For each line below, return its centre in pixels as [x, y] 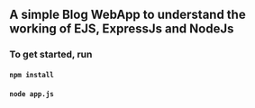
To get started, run [51, 55]
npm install [32, 75]
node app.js [32, 94]
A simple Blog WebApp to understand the [127, 15]
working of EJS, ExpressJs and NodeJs [122, 29]
